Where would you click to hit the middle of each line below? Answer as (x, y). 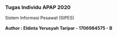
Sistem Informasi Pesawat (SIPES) (40, 18)
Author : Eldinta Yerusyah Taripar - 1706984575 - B (59, 28)
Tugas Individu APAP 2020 (38, 7)
